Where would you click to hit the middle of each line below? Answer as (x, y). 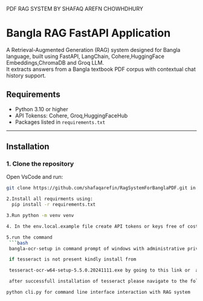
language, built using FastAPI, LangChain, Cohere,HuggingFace (85, 56)
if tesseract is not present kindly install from (72, 259)
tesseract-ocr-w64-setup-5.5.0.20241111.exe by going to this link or (99, 270)
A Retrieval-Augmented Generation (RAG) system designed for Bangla (93, 50)
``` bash (18, 243)
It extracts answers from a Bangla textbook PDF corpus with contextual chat (101, 69)
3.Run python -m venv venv (40, 216)
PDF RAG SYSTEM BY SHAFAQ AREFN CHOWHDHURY (75, 9)
